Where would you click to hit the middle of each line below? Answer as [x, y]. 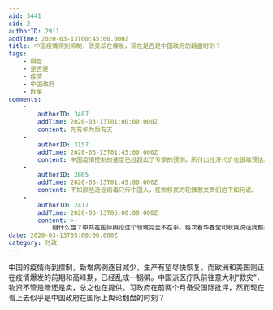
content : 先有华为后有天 [75, 129]
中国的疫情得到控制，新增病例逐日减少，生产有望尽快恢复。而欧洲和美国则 [133, 267]
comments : [25, 99]
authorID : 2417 [63, 205]
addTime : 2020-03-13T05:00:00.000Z [98, 212]
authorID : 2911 [34, 31]
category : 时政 [33, 243]
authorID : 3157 [63, 144]
